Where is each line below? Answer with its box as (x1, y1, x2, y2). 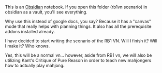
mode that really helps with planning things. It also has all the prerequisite (5, 24, 151, 29)
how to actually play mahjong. (5, 62, 65, 68)
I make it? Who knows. (5, 43, 50, 49)
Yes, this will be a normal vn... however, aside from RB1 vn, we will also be (5, 52, 152, 58)
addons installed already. (5, 29, 55, 34)
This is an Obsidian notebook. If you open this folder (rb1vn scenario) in (5, 4, 147, 10)
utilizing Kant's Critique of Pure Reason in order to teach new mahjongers (5, 58, 151, 63)
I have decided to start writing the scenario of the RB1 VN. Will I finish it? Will (5, 38, 158, 44)
